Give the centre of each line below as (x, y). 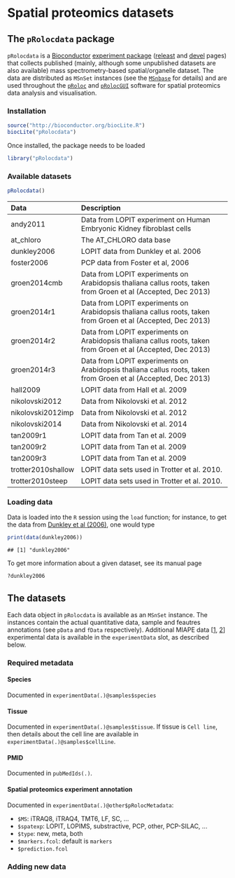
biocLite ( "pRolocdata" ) (42, 132)
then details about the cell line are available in (73, 734)
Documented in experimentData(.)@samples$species (82, 695)
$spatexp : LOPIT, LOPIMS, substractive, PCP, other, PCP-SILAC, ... (112, 826)
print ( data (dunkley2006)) (45, 538)
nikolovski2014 (36, 424)
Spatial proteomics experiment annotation (70, 790)
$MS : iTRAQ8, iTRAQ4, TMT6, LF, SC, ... (73, 818)
